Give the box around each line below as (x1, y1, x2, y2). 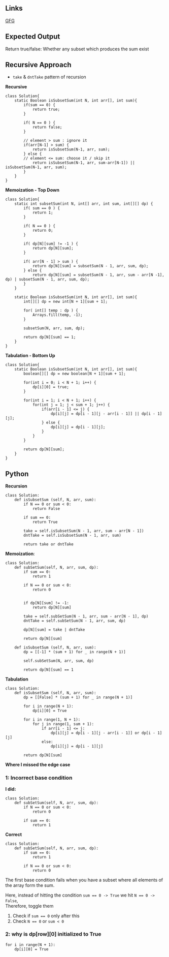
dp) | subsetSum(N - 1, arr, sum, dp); (5, 277, 90, 282)
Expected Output (5, 33, 60, 41)
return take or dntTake (23, 542, 74, 547)
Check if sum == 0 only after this (12, 912, 80, 919)
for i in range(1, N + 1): (23, 717, 81, 722)
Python (5, 470, 29, 478)
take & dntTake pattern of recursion (12, 74, 86, 80)
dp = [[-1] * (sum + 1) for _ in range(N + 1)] (23, 650, 126, 655)
